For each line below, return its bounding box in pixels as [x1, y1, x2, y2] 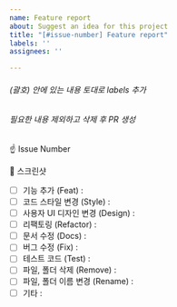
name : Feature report [9, 13, 92, 23]
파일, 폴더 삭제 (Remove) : [22, 264, 117, 275]
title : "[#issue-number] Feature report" [9, 30, 169, 39]
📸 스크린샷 [9, 165, 47, 176]
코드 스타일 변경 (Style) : [22, 196, 111, 207]
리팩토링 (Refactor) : [22, 219, 97, 230]
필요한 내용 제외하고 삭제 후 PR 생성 [9, 114, 136, 125]
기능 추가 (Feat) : [22, 184, 84, 195]
